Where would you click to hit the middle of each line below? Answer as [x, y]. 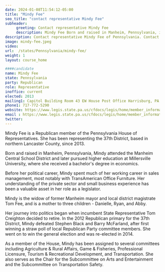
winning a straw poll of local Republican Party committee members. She [78, 229]
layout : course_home [26, 60]
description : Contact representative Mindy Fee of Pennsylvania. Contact [82, 37]
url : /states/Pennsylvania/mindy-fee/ [46, 51]
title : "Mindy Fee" [25, 14]
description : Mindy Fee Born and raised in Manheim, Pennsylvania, [86, 32]
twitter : [14, 119]
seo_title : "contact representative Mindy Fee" [55, 19]
